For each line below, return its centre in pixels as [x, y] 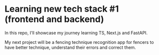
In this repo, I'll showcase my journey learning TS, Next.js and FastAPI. [76, 33]
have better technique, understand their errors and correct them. [70, 47]
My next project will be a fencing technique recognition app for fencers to [79, 42]
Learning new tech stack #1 [62, 9]
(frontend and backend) [54, 19]
